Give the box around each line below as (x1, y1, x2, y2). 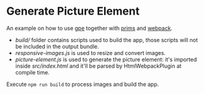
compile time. (15, 68, 50, 76)
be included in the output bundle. (15, 43, 99, 50)
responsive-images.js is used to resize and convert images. (15, 49, 166, 56)
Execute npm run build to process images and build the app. (6, 81, 159, 88)
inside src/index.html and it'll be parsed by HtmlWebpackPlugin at (15, 62, 182, 70)
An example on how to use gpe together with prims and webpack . (6, 24, 173, 32)
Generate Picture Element (6, 4, 140, 18)
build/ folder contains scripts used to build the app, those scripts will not (15, 36, 198, 43)
